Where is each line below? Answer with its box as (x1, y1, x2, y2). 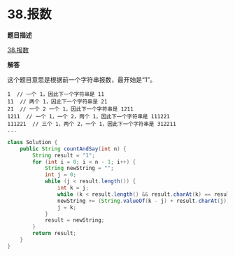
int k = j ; (57, 185, 90, 192)
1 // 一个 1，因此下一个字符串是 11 (7, 90, 105, 98)
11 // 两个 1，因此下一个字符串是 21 (7, 98, 108, 105)
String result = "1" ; (32, 152, 96, 159)
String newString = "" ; (44, 165, 114, 172)
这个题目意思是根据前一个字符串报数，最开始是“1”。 (7, 75, 157, 84)
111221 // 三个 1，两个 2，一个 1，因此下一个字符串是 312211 (7, 120, 176, 127)
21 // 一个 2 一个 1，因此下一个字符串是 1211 (7, 106, 134, 113)
